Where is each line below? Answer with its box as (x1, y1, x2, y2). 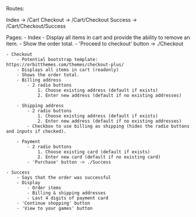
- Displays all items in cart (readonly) (16, 67, 119, 73)
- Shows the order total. (16, 72, 80, 78)
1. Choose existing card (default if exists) (37, 149, 150, 155)
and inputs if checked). (6, 128, 67, 134)
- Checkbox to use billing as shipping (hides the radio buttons (27, 123, 190, 129)
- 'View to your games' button (16, 205, 93, 211)
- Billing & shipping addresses (27, 190, 106, 196)
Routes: (6, 5, 25, 12)
